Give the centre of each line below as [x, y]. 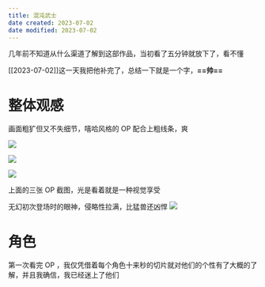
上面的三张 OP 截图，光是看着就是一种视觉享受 [84, 190]
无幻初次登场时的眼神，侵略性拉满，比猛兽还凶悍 [88, 207]
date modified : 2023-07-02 [53, 30]
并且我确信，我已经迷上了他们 [70, 275]
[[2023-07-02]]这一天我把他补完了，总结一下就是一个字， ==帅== [115, 70]
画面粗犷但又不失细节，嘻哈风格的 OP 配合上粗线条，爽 [98, 129]
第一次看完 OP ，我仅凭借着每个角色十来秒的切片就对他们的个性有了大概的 [129, 265]
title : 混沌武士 [32, 15]
